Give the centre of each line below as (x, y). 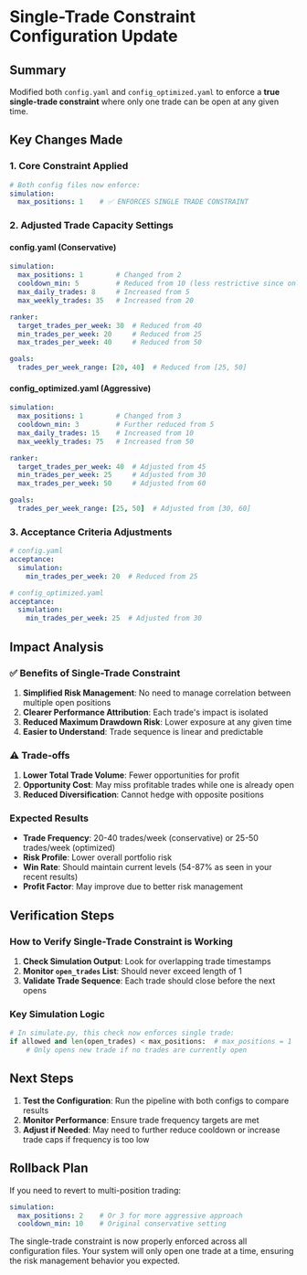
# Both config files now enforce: (75, 185)
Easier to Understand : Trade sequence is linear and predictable (143, 731)
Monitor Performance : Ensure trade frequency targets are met (141, 1120)
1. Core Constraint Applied (69, 166)
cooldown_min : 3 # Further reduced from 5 (116, 425)
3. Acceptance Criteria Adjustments (91, 532)
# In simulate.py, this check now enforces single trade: (122, 1033)
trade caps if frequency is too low (86, 1139)
